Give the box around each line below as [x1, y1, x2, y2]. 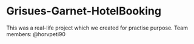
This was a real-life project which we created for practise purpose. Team [6, 24, 188, 31]
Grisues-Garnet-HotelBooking [6, 4, 162, 18]
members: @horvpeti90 [6, 30, 65, 37]
